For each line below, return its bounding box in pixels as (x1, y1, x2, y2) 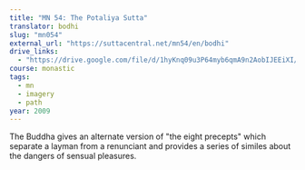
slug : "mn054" (9, 30, 64, 39)
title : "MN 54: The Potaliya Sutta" (9, 13, 148, 23)
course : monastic (9, 65, 75, 74)
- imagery (17, 89, 54, 98)
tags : (9, 73, 30, 82)
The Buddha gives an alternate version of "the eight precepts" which (9, 131, 266, 142)
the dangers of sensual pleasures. (9, 151, 137, 162)
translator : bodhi (9, 22, 79, 31)
